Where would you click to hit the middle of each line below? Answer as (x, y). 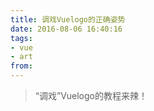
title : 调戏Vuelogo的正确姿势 (68, 19)
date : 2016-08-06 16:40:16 (66, 29)
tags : (21, 38)
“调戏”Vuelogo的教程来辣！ (91, 95)
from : (21, 66)
